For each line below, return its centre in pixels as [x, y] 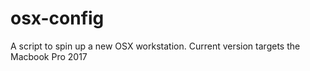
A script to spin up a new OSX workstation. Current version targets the [155, 46]
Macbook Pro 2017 [49, 56]
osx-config [57, 18]
